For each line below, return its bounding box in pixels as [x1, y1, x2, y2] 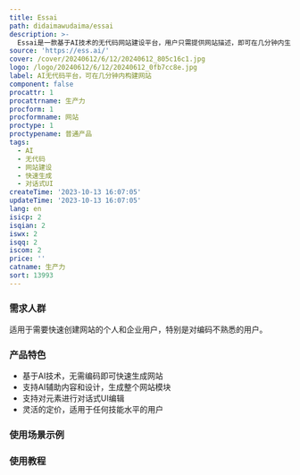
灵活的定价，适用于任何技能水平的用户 [21, 404, 163, 415]
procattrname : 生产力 [9, 96, 86, 106]
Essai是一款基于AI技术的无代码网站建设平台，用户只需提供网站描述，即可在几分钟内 [17, 38, 285, 47]
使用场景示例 [9, 428, 65, 441]
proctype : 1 [9, 122, 54, 131]
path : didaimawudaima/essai [9, 21, 114, 30]
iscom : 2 [9, 246, 42, 255]
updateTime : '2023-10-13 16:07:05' [9, 196, 142, 206]
